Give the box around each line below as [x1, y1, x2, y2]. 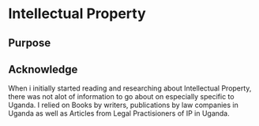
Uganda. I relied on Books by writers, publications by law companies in [8, 100, 239, 110]
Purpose [8, 36, 51, 50]
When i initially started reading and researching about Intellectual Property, [8, 83, 252, 93]
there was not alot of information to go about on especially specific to [8, 92, 235, 102]
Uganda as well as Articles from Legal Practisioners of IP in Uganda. [8, 109, 231, 118]
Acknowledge [8, 62, 78, 76]
